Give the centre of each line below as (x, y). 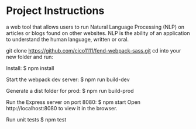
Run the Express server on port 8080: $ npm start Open (73, 102)
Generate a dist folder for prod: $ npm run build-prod (70, 90)
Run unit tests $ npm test (36, 119)
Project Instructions (55, 11)
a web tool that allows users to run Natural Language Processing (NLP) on (95, 27)
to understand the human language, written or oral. (68, 39)
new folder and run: (30, 57)
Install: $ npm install (30, 68)
